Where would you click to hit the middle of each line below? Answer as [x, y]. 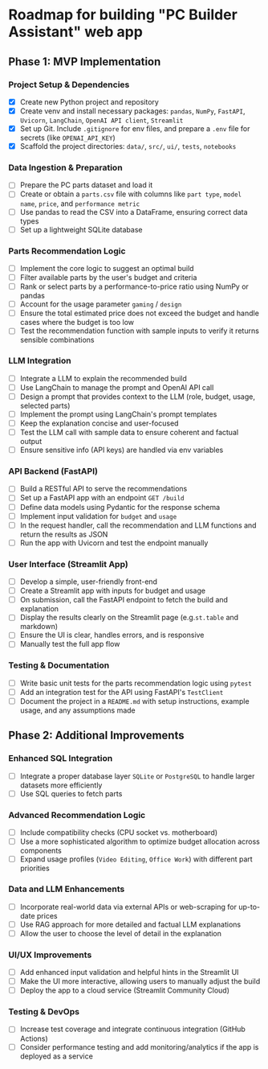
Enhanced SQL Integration [61, 759]
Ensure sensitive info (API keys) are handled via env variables [122, 450]
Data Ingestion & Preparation [65, 168]
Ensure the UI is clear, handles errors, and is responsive [112, 635]
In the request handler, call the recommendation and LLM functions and [138, 525]
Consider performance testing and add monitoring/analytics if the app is [139, 1046]
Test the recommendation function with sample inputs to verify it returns [139, 331]
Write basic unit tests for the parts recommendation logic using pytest [136, 683]
